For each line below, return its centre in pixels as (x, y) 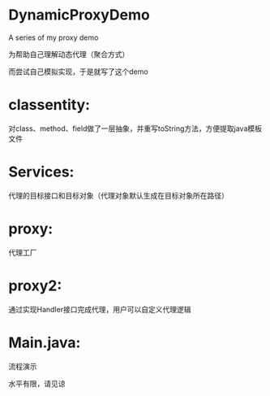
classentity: (49, 105)
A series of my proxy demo (54, 37)
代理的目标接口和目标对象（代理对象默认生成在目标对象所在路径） (118, 195)
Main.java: (45, 342)
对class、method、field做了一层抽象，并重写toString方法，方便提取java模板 (135, 128)
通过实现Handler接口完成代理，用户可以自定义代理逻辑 (100, 309)
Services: (41, 172)
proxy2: (35, 285)
